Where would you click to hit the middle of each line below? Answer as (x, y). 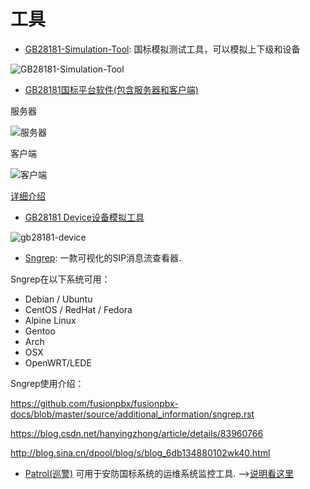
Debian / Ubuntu (58, 299)
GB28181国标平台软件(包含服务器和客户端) (111, 89)
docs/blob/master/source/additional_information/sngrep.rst (132, 414)
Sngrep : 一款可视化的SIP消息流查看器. (103, 257)
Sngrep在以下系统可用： (60, 279)
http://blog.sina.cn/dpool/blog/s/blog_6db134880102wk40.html (140, 452)
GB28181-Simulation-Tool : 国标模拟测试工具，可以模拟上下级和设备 (162, 49)
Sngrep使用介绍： (47, 383)
